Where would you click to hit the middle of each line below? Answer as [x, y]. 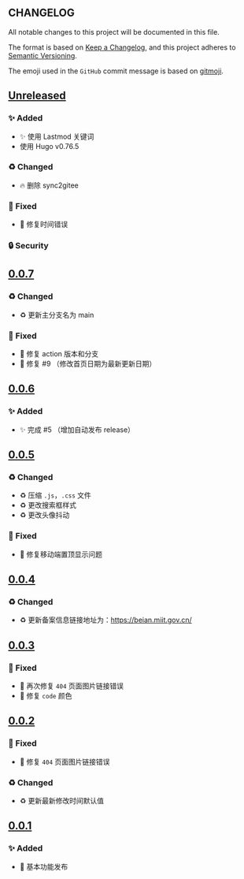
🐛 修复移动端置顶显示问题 [61, 554]
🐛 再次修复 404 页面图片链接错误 [72, 686]
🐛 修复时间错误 [44, 225]
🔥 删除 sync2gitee [49, 185]
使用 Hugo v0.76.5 [49, 146]
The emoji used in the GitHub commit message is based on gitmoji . [116, 71]
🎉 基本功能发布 [44, 866]
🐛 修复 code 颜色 [46, 696]
